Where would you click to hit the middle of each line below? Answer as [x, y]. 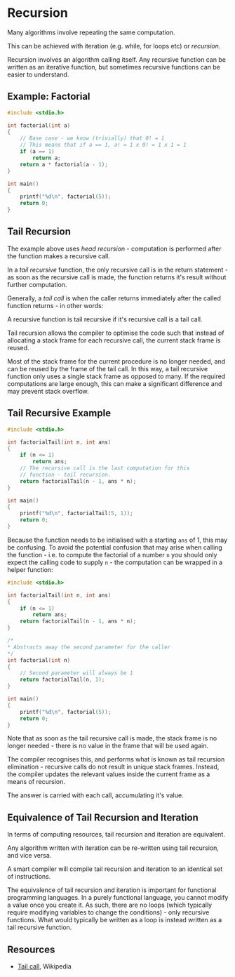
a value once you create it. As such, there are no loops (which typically [110, 905]
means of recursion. [36, 782]
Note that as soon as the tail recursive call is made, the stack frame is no [112, 738]
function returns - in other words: [55, 305]
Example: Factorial [49, 97]
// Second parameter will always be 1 [76, 673]
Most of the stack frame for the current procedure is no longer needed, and [116, 361]
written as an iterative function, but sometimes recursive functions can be [114, 67]
